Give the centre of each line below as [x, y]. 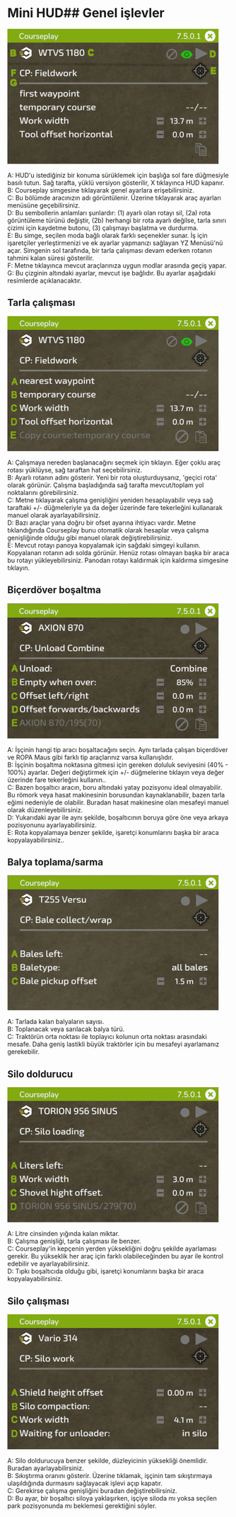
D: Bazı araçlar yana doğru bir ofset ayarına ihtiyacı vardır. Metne [102, 523]
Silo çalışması [38, 1301]
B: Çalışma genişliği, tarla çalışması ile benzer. [74, 1242]
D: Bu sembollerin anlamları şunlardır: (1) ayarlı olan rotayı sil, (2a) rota [109, 212]
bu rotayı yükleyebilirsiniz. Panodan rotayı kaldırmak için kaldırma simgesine [118, 560]
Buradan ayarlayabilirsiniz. [46, 1468]
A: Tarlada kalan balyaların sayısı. [56, 1022]
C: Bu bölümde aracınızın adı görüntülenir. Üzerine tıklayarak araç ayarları [114, 198]
